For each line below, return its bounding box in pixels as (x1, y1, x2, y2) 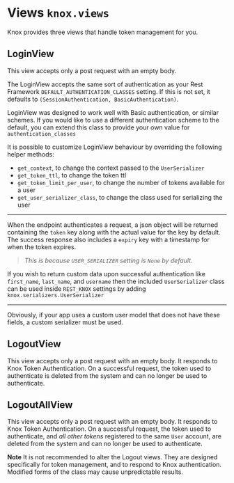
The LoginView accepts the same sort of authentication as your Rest (7, 80, 203, 88)
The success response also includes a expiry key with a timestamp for (7, 235, 210, 244)
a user (17, 186, 36, 194)
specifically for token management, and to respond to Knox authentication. (7, 461, 221, 469)
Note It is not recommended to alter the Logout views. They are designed (7, 453, 218, 461)
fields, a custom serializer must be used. (7, 318, 124, 326)
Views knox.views (7, 5, 110, 21)
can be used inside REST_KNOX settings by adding (7, 284, 146, 293)
